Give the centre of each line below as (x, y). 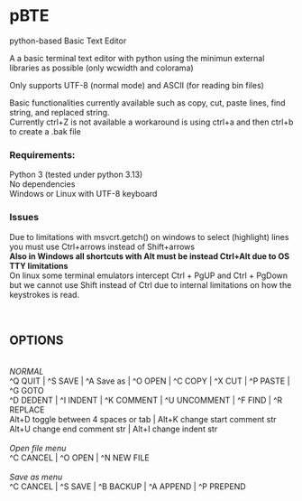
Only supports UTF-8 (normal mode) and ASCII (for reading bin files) (137, 85)
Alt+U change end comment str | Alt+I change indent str (114, 429)
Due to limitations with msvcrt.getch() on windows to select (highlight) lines (149, 237)
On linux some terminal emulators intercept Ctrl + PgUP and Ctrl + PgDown (149, 275)
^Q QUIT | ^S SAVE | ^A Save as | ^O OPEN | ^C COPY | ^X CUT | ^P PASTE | (150, 381)
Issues (24, 218)
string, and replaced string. (59, 112)
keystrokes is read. (44, 294)
